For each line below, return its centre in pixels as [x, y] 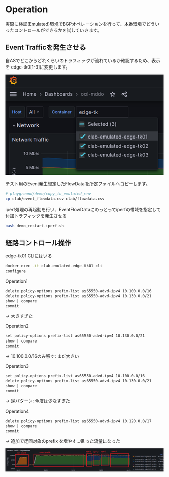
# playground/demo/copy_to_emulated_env [48, 194]
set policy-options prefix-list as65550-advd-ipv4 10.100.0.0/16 [75, 376]
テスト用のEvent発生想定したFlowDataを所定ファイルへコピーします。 [78, 184]
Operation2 [17, 326]
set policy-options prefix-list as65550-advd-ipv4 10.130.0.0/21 [75, 336]
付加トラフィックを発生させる [36, 216]
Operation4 [17, 411]
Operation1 [16, 281]
